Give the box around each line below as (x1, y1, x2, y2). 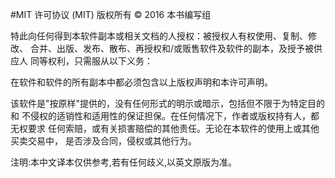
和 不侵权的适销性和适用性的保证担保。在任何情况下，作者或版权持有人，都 (10, 110, 320, 122)
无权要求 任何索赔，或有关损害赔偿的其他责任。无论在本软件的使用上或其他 (10, 123, 320, 134)
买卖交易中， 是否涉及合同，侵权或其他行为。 (10, 135, 197, 147)
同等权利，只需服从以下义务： (29, 55, 153, 67)
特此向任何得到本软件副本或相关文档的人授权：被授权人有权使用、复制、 (10, 30, 308, 42)
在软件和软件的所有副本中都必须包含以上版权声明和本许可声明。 (10, 76, 273, 88)
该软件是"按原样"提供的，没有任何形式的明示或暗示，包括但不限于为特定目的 (10, 98, 326, 109)
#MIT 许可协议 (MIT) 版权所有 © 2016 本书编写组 (10, 9, 212, 20)
